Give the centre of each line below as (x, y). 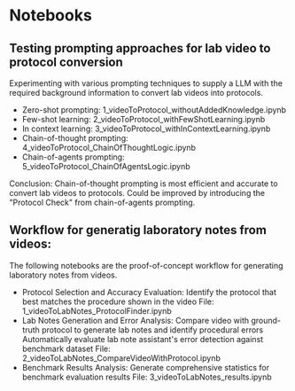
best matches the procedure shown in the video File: (118, 301)
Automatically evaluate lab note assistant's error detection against (143, 339)
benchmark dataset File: (66, 348)
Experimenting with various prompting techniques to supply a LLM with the (146, 83)
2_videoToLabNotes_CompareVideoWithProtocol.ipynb (121, 358)
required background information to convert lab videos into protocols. (136, 93)
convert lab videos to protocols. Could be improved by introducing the (137, 193)
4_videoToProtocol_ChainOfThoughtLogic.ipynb (109, 148)
